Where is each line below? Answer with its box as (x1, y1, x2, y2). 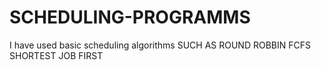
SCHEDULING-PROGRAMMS (9, 6, 251, 29)
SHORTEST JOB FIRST (9, 49, 104, 61)
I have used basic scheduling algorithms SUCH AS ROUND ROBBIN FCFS (9, 39, 311, 51)
